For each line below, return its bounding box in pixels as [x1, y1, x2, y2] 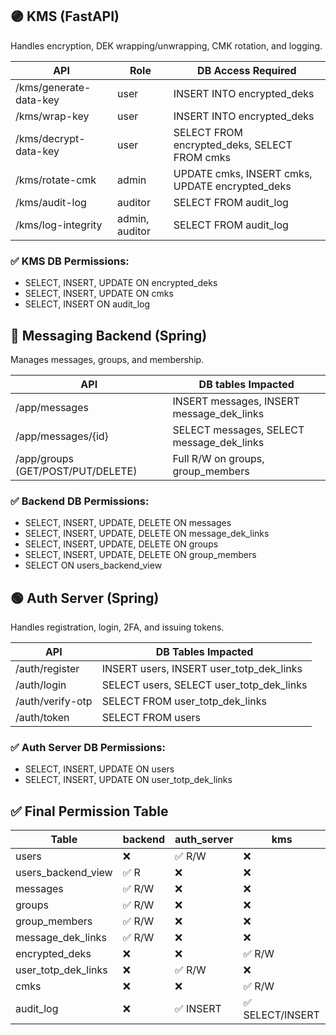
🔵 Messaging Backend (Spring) [10, 327, 208, 344]
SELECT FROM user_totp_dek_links [101, 694, 267, 708]
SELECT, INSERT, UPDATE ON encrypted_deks [24, 277, 218, 289]
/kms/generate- [15, 80, 92, 94]
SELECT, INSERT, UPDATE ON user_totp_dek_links [24, 774, 233, 786]
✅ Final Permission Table [10, 803, 169, 820]
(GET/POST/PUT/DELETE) [15, 464, 138, 478]
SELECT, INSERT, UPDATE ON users [24, 763, 175, 775]
